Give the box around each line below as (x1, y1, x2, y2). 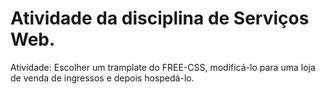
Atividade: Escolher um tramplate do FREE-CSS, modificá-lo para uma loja (10, 61, 316, 73)
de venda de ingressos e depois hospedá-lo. (10, 72, 195, 84)
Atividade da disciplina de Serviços (10, 7, 310, 30)
